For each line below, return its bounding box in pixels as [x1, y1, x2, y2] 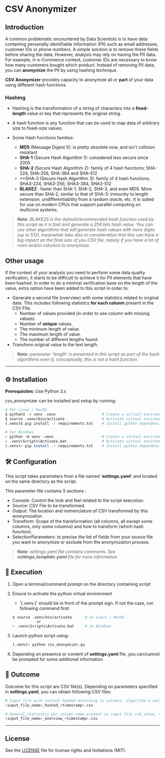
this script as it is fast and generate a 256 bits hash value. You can [17, 222, 153, 228]
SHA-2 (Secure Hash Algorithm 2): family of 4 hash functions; [19, 165, 145, 171]
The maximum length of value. [19, 331, 82, 337]
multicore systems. [19, 207, 58, 213]
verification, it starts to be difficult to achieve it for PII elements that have [5, 275, 152, 281]
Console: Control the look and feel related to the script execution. [12, 497, 144, 503]
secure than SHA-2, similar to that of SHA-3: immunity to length [19, 191, 148, 197]
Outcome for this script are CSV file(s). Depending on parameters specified [5, 683, 158, 689]
